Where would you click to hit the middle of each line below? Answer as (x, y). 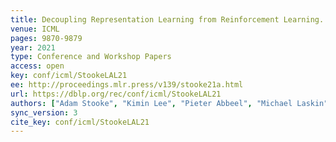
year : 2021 (33, 47)
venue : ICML (35, 29)
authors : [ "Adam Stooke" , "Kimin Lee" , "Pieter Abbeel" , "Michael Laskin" (169, 103)
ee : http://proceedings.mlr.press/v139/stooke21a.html (127, 85)
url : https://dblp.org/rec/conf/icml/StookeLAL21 (116, 94)
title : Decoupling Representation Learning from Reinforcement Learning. (167, 19)
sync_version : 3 (44, 112)
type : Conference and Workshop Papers (91, 57)
